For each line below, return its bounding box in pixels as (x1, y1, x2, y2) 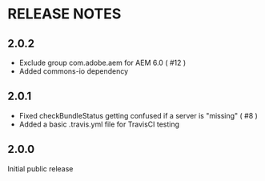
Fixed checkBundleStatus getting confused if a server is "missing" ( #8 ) (18, 111, 258, 120)
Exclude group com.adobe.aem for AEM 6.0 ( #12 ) (18, 58, 187, 67)
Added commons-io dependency (18, 66, 129, 76)
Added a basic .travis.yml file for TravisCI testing (18, 119, 180, 129)
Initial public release (7, 163, 74, 173)
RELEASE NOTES (7, 5, 122, 23)
